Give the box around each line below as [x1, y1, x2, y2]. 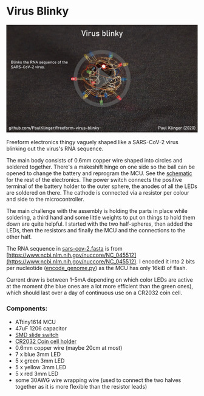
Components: [6, 304, 48, 313]
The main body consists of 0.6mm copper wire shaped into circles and [6, 157, 183, 164]
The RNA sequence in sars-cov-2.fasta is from [6, 245, 123, 252]
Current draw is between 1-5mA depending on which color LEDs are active [6, 276, 193, 283]
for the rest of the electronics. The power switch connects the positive [6, 176, 182, 184]
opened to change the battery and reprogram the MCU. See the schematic [6, 170, 192, 177]
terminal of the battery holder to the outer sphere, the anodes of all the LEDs [6, 182, 197, 190]
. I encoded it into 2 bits [136, 258, 195, 265]
